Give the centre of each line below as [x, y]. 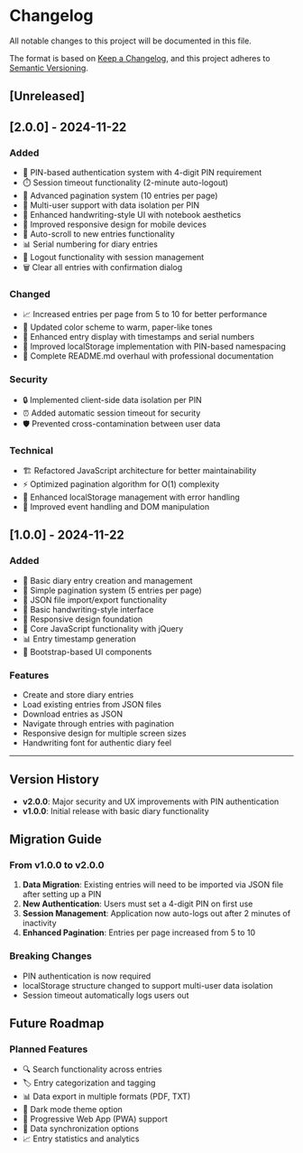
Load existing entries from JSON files [92, 704]
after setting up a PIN [62, 895]
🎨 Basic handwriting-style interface [88, 609]
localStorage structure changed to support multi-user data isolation [147, 985]
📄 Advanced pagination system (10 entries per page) [120, 196]
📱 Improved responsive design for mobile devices [115, 225]
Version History [54, 779]
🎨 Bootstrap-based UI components [87, 651]
